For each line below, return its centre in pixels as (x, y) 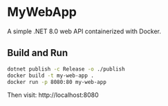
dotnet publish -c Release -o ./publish (66, 69)
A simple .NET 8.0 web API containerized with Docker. (84, 31)
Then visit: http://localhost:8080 (53, 95)
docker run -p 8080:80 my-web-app (57, 82)
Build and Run (37, 53)
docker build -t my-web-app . (51, 76)
